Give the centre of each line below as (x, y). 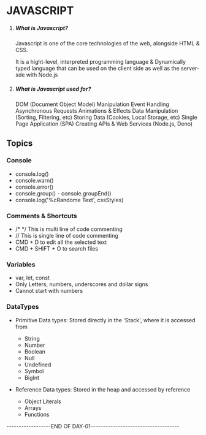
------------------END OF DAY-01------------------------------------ (93, 426)
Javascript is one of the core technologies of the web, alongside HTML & (107, 43)
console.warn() (34, 180)
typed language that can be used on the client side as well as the (97, 69)
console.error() (34, 187)
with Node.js (42, 75)
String (32, 338)
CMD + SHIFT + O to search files (57, 249)
